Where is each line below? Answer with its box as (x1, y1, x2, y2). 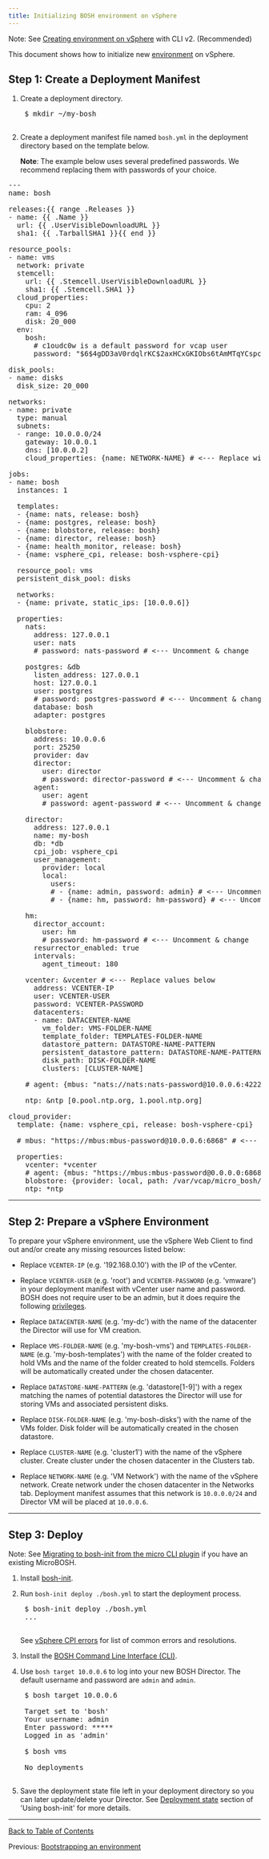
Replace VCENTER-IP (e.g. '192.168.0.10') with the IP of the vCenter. (19, 1260, 238, 1270)
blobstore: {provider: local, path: (25, 1176, 170, 1185)
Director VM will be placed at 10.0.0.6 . (19, 1497, 149, 1506)
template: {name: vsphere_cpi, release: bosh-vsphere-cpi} (16, 1120, 254, 1129)
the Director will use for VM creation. (19, 1326, 142, 1335)
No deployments (24, 1763, 84, 1772)
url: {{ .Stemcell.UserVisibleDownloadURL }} (25, 277, 207, 286)
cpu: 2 (25, 301, 51, 310)
